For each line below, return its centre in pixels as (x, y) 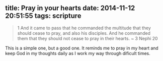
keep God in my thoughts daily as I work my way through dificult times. (78, 53)
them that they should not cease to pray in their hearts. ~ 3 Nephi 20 (87, 38)
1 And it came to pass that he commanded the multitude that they (84, 28)
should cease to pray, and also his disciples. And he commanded (84, 33)
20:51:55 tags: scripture (43, 16)
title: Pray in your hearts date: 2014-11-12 (70, 8)
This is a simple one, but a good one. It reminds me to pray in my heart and (82, 48)
